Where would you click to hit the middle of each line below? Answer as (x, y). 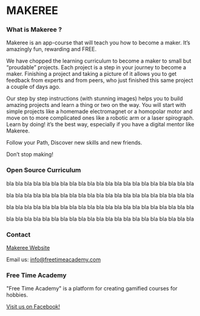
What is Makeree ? (34, 30)
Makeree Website (28, 248)
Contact (18, 235)
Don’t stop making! (30, 154)
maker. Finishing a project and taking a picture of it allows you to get (92, 74)
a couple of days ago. (33, 87)
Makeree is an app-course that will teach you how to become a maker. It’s (98, 43)
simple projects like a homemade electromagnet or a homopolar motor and (99, 112)
